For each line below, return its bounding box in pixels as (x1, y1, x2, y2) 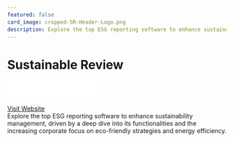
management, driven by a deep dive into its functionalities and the (7, 119, 197, 127)
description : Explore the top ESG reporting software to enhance (7, 26, 201, 33)
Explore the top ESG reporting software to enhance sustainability (7, 112, 194, 120)
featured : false (7, 11, 54, 18)
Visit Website (7, 104, 45, 113)
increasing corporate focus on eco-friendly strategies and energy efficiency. (7, 127, 227, 135)
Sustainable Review (7, 56, 124, 72)
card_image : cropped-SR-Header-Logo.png (7, 18, 127, 26)
